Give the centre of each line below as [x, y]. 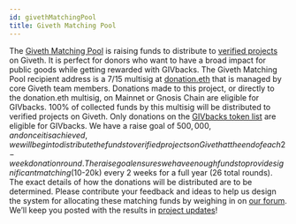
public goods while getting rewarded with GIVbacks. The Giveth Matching [144, 69]
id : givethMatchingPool [53, 17]
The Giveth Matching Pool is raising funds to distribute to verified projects [144, 50]
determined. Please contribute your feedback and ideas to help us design [143, 191]
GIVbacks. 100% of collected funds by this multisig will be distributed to [140, 107]
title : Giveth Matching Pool [63, 26]
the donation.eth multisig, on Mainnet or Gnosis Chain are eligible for [134, 97]
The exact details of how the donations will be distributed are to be [131, 182]
